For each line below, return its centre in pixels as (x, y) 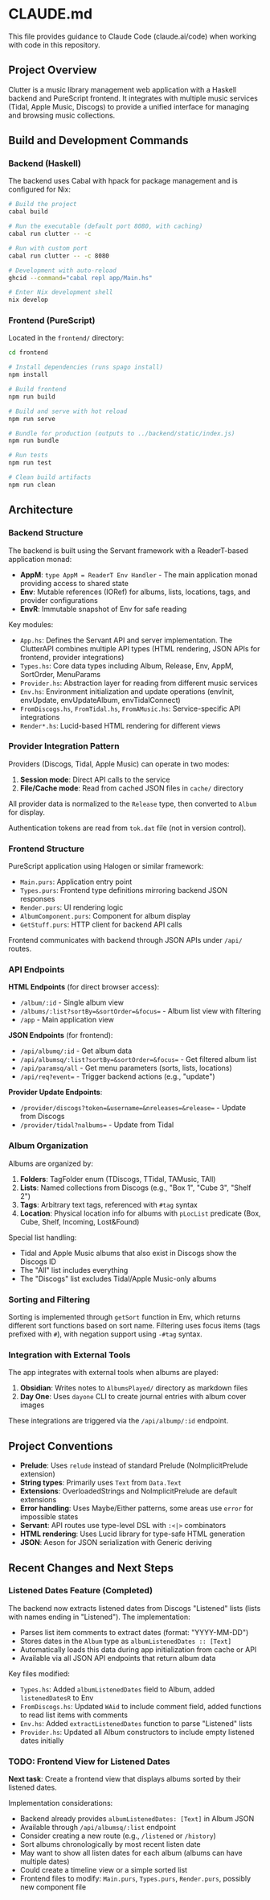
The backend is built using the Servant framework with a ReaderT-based (129, 550)
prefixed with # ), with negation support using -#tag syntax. (105, 1334)
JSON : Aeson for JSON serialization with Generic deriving (116, 1543)
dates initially (42, 1741)
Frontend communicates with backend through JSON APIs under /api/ (125, 940)
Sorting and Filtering (49, 1299)
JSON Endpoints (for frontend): (61, 1035)
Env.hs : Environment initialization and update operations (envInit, (127, 691)
